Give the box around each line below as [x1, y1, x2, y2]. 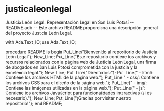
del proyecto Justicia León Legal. [5, 30, 72, 36]
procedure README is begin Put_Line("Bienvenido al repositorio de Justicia [5, 49, 158, 55]
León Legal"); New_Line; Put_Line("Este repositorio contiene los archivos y [5, 54, 156, 59]
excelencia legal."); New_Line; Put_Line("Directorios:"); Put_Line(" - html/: [5, 69, 154, 75]
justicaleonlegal [5, 3, 72, 15]
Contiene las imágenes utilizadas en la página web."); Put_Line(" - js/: [5, 85, 145, 91]
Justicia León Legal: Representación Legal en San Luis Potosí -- [5, 19, 134, 25]
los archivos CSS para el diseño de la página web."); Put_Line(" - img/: [5, 79, 147, 86]
